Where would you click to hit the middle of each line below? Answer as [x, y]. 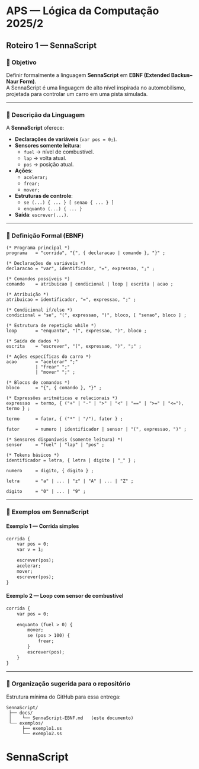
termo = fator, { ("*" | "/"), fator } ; [65, 419]
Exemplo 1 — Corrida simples [43, 526]
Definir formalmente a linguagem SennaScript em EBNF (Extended [88, 75]
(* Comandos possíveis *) [38, 279]
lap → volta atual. [45, 158]
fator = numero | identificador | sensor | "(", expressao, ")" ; [96, 430]
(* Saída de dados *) [33, 341]
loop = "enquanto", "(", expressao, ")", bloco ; [76, 331]
